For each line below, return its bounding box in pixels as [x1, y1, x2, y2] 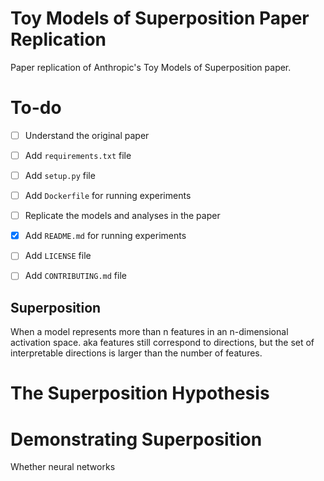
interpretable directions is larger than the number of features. [10, 347, 263, 359]
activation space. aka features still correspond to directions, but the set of [10, 337, 315, 349]
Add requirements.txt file [24, 149, 132, 161]
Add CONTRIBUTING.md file [24, 270, 127, 282]
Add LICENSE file [24, 250, 92, 262]
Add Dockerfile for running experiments [24, 190, 192, 202]
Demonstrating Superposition [10, 428, 263, 451]
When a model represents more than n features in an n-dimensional [10, 326, 289, 338]
